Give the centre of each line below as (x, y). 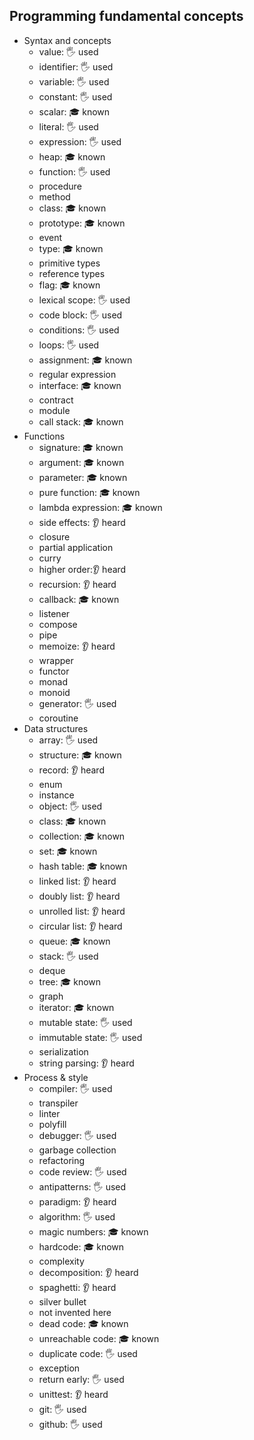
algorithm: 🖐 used (77, 1216)
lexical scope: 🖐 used (84, 300)
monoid (54, 692)
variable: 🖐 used (74, 81)
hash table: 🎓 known (83, 866)
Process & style (56, 1077)
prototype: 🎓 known (82, 223)
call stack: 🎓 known (81, 421)
